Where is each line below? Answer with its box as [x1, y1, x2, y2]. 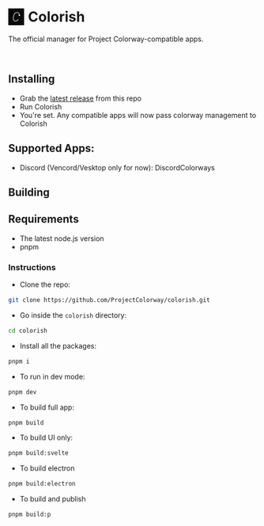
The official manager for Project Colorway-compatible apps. [8, 34, 204, 44]
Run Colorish [19, 101, 62, 111]
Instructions [8, 261, 57, 273]
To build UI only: [19, 433, 74, 443]
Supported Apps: [8, 142, 95, 155]
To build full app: [19, 402, 75, 412]
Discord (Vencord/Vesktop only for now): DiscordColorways [19, 162, 215, 172]
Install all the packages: [19, 341, 97, 350]
